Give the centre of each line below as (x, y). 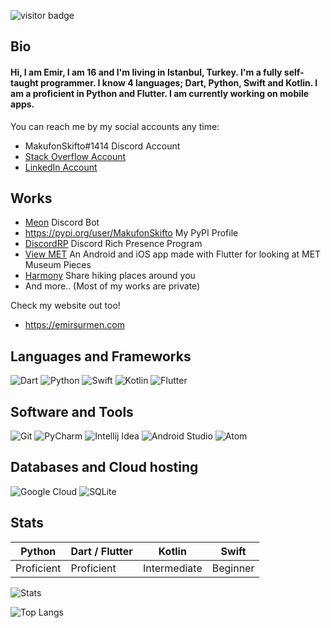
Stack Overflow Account (75, 156)
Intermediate (172, 568)
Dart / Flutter (101, 551)
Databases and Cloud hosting (104, 467)
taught (24, 82)
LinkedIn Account (61, 167)
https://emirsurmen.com (74, 325)
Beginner (233, 568)
